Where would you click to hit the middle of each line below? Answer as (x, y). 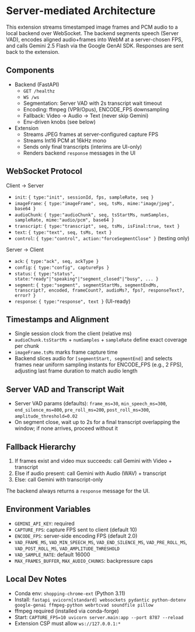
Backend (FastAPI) (37, 84)
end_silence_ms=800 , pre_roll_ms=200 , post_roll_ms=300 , (82, 410)
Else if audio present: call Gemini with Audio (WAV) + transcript (90, 473)
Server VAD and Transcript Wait (65, 389)
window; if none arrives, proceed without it (66, 428)
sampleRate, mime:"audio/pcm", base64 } (64, 220)
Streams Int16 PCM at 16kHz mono (65, 140)
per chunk (27, 346)
